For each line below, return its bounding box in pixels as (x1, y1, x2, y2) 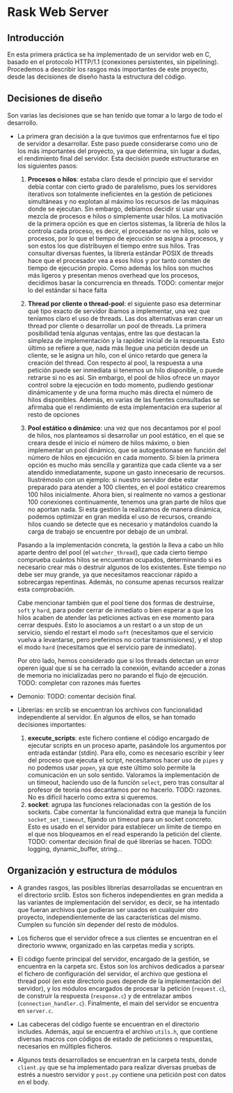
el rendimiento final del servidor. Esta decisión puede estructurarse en (17, 154, 219, 162)
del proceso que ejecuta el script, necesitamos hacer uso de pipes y (27, 756, 224, 764)
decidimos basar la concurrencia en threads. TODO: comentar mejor (27, 278, 224, 287)
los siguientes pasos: (17, 161, 79, 170)
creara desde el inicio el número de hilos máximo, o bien (27, 438, 190, 447)
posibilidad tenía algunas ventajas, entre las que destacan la (27, 328, 200, 337)
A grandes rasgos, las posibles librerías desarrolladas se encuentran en (17, 883, 223, 891)
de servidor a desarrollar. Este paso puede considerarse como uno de (17, 139, 218, 147)
